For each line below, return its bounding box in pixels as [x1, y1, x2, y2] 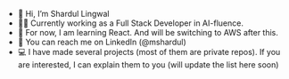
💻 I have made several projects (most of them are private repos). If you [17, 47, 281, 57]
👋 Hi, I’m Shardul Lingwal [17, 9, 110, 19]
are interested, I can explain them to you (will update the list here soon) [17, 59, 279, 70]
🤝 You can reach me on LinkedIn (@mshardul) [17, 36, 187, 47]
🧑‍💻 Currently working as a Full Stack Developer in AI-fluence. [17, 18, 244, 28]
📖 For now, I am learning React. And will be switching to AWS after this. [17, 28, 279, 37]
